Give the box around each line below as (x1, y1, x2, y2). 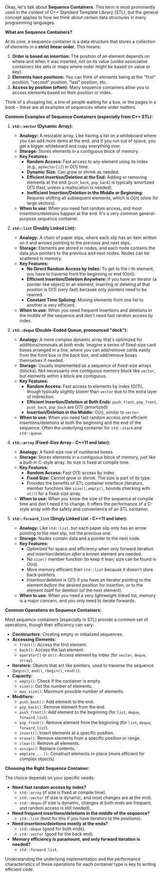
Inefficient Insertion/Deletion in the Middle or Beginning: (26, 190, 144, 195)
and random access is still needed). (19, 805, 91, 811)
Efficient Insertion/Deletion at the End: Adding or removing (26, 174, 147, 180)
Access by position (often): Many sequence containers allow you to (12, 85, 149, 90)
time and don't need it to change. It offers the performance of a (19, 501, 147, 507)
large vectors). (26, 200, 56, 206)
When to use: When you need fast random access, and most (19, 205, 142, 211)
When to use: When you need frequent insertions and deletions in (19, 307, 152, 313)
